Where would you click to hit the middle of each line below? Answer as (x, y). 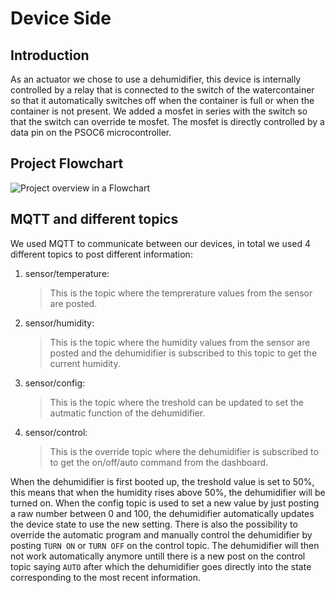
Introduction (50, 55)
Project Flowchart (67, 163)
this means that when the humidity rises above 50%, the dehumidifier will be (168, 492)
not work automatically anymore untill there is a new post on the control (158, 556)
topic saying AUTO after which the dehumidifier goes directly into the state (161, 566)
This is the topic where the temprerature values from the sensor (181, 293)
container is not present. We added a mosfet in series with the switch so (159, 111)
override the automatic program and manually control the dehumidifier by (161, 534)
